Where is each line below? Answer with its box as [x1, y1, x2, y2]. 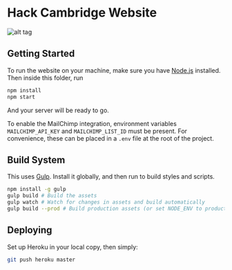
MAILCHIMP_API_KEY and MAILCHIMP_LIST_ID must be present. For [7, 127, 188, 135]
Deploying [7, 224, 52, 236]
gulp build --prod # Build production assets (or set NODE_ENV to [7, 205, 202, 212]
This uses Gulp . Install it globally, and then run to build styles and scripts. [7, 172, 215, 181]
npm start [7, 93, 36, 100]
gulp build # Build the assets [7, 192, 97, 199]
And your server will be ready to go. [7, 106, 109, 114]
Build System [7, 154, 66, 165]
